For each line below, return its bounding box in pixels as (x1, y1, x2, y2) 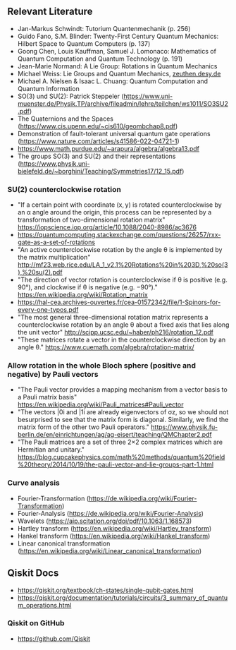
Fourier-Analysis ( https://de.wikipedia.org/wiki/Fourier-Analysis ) (17, 509, 204, 517)
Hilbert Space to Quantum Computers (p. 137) (17, 39, 151, 48)
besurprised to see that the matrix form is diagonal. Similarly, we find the (17, 416, 229, 424)
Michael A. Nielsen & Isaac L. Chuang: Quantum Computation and (17, 77, 209, 85)
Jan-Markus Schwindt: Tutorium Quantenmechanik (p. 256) (17, 24, 191, 32)
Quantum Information (17, 84, 80, 92)
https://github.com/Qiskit (17, 634, 90, 643)
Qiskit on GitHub (7, 618, 65, 628)
